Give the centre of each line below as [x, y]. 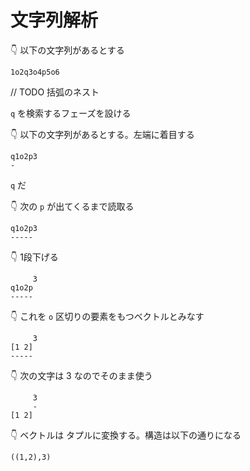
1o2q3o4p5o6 [35, 72]
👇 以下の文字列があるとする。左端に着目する [102, 134]
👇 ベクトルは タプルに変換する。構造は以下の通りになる [126, 435]
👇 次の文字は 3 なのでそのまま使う [81, 375]
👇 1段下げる [34, 257]
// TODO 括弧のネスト [55, 92]
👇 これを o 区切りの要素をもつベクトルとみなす [107, 316]
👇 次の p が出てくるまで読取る [72, 206]
